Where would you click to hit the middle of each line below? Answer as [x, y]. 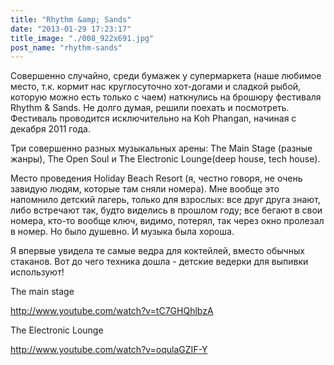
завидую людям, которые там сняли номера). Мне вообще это [145, 189]
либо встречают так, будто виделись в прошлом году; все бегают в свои [166, 210]
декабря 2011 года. [51, 129]
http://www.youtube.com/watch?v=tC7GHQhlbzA [112, 311]
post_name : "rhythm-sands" [66, 47]
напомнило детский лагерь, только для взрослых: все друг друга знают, [165, 200]
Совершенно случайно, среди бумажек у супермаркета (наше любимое [166, 76]
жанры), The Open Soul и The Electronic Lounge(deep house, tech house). [165, 159]
